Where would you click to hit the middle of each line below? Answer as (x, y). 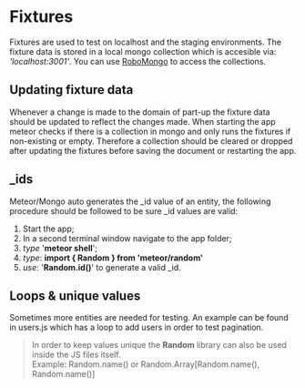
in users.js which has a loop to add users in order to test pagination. (137, 327)
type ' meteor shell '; (60, 248)
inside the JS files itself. (76, 355)
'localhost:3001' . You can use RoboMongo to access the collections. (138, 61)
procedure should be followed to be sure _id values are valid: (124, 210)
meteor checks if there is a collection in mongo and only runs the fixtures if (150, 131)
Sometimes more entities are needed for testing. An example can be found (149, 318)
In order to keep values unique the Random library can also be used (159, 345)
